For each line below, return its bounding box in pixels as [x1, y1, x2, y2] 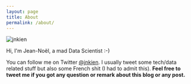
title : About [6, 14, 39, 20]
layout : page [6, 8, 39, 15]
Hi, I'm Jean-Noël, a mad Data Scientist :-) [6, 47, 110, 54]
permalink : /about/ [6, 20, 55, 25]
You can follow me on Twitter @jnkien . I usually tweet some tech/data [6, 59, 177, 66]
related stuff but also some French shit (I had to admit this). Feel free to [6, 65, 181, 72]
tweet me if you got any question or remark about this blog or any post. [6, 72, 186, 79]
